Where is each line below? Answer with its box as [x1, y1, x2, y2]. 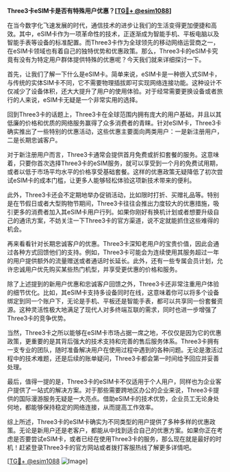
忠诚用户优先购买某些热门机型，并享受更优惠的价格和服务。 [12, 265, 181, 273]
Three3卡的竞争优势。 [7, 314, 70, 322]
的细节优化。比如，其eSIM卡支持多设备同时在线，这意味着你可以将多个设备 [7, 288, 220, 297]
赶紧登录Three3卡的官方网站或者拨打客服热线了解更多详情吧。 [18, 443, 196, 451]
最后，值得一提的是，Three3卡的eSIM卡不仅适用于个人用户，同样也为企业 [7, 377, 216, 386]
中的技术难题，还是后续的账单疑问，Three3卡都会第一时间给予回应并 [12, 354, 207, 362]
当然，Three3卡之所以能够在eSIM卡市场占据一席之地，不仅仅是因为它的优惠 [7, 329, 222, 336]
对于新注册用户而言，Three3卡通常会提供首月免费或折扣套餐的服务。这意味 [7, 151, 220, 158]
